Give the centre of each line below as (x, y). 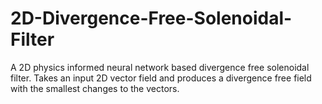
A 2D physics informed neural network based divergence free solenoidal (160, 67)
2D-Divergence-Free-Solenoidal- (151, 18)
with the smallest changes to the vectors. (95, 88)
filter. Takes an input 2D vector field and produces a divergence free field (161, 78)
